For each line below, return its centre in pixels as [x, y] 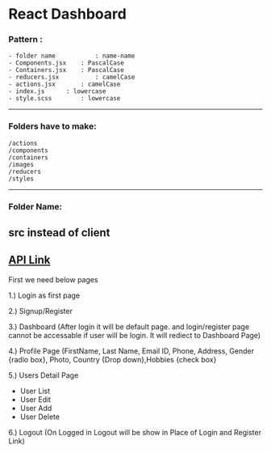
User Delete [40, 417]
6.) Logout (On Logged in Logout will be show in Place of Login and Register [135, 432]
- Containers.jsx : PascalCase [67, 70]
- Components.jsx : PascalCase [67, 63]
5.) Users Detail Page [44, 375]
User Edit [35, 399]
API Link [29, 260]
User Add [36, 408]
